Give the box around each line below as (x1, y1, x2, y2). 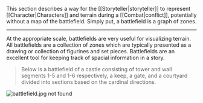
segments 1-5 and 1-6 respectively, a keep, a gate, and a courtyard (21, 72, 188, 79)
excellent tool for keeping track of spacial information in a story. (6, 54, 165, 61)
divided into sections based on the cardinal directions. (21, 78, 156, 86)
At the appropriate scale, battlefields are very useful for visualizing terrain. (6, 35, 192, 42)
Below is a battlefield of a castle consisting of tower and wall (21, 66, 172, 72)
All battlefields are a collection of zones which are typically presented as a (6, 41, 192, 49)
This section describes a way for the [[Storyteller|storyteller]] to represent (6, 5, 191, 12)
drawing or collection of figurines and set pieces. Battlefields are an (6, 48, 175, 54)
